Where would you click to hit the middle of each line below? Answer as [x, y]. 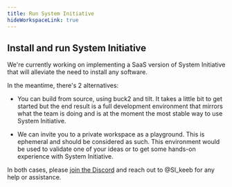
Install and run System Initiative [77, 48]
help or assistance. [34, 177]
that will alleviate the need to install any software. [77, 72]
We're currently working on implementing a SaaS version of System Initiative [116, 65]
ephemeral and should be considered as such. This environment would [118, 142]
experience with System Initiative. [65, 157]
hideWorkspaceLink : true [43, 20]
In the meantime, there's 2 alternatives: [63, 86]
